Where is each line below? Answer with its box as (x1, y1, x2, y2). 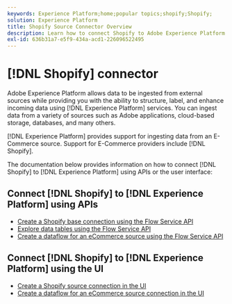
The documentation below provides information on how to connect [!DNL (7, 161, 217, 169)
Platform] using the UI (7, 263, 104, 275)
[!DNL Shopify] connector (7, 66, 158, 82)
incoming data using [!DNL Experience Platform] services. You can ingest (7, 104, 217, 112)
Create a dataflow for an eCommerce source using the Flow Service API (17, 232, 224, 240)
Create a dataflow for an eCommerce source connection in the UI (17, 289, 205, 297)
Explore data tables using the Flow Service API (17, 224, 151, 233)
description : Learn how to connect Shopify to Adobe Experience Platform (7, 29, 226, 37)
